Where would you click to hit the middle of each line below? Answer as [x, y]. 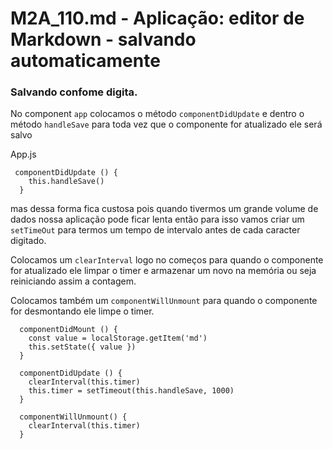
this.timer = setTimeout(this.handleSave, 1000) [131, 391]
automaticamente [85, 61]
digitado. [28, 241]
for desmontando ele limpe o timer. [82, 311]
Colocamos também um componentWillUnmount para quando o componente [164, 301]
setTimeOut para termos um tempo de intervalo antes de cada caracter [155, 230]
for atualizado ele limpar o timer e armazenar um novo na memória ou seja [163, 271]
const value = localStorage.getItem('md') [118, 338]
